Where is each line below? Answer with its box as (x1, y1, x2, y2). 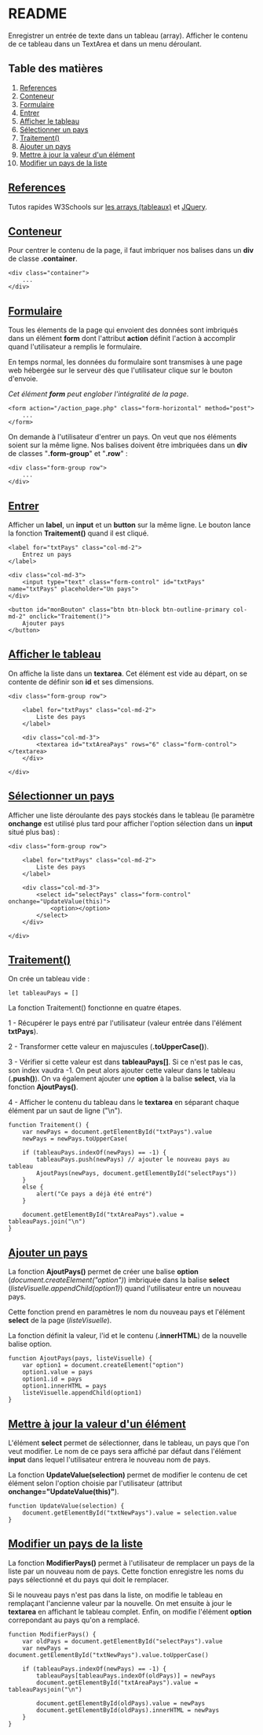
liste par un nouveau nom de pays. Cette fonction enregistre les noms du (8, 1566, 244, 1576)
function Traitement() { (8, 1121, 89, 1129)
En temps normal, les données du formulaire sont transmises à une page (8, 358, 243, 367)
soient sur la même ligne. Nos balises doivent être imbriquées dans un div (8, 440, 248, 450)
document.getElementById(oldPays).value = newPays (36, 1699, 206, 1707)
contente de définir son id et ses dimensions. (8, 677, 155, 686)
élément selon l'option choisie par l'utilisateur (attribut (8, 1478, 183, 1488)
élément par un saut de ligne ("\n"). (8, 1106, 123, 1115)
